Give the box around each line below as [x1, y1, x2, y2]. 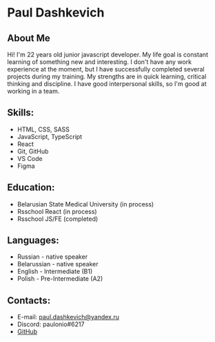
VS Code [17, 154, 43, 162]
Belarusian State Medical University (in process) [17, 200, 154, 208]
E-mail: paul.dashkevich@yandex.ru [17, 313, 119, 321]
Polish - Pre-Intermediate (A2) [17, 275, 103, 283]
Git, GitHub [17, 147, 49, 156]
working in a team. [7, 87, 60, 95]
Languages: [7, 235, 60, 246]
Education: [7, 182, 55, 193]
